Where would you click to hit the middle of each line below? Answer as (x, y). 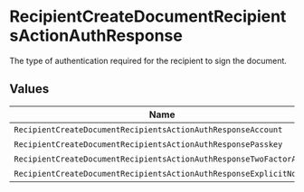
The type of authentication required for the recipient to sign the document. (148, 60)
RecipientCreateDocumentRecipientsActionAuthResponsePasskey (148, 144)
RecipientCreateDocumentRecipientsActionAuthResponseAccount (148, 129)
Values (29, 89)
